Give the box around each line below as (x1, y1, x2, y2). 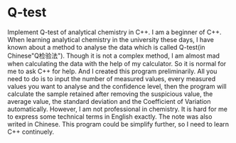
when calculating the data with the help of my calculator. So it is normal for (7, 59, 227, 68)
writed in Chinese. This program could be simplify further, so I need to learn (7, 120, 230, 128)
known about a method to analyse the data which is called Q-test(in (7, 43, 205, 51)
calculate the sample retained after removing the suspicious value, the (7, 90, 213, 98)
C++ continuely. (7, 127, 55, 136)
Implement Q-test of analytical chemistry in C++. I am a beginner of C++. (7, 28, 222, 36)
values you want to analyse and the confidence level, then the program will (7, 82, 227, 90)
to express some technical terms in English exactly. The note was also (7, 112, 213, 121)
